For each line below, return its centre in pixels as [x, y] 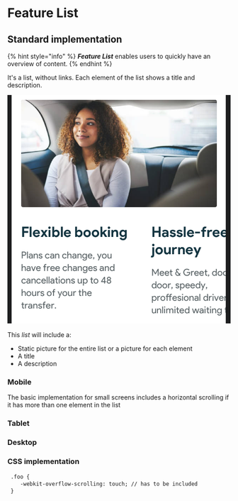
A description [37, 363]
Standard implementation [65, 39]
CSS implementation [44, 461]
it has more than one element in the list [64, 405]
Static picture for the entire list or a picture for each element [105, 348]
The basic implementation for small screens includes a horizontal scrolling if [118, 397]
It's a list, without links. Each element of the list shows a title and [101, 77]
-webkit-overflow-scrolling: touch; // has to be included [109, 484]
